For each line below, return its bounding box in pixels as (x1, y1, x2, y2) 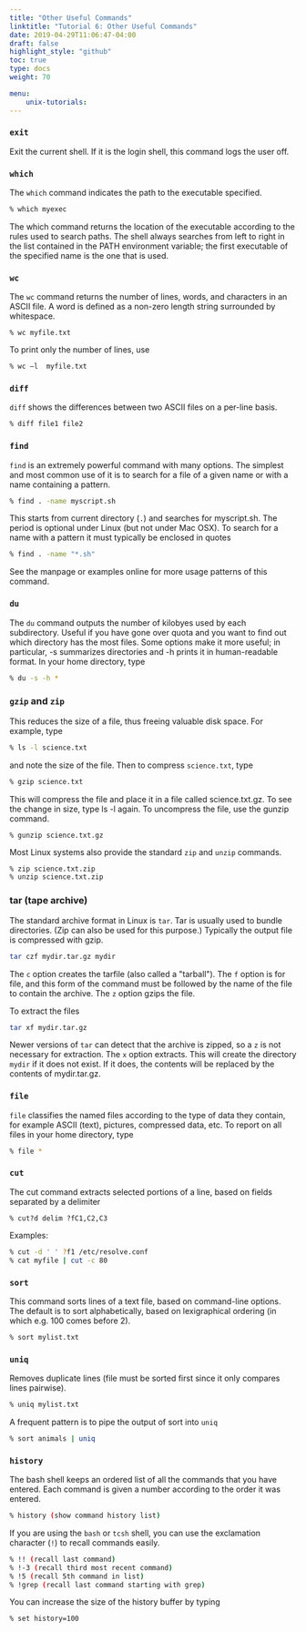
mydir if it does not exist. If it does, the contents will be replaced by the (9, 1058, 275, 1070)
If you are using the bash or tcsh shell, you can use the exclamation (9, 1527, 261, 1538)
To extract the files (9, 1005, 80, 1016)
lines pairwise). (9, 1382, 66, 1393)
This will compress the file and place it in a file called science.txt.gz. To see (9, 793, 292, 804)
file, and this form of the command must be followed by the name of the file (9, 978, 293, 989)
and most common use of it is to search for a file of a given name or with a (9, 469, 289, 480)
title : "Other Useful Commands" (9, 13, 132, 23)
